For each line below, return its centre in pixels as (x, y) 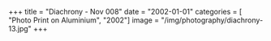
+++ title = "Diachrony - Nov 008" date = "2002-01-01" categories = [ (125, 12)
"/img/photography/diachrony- (212, 20)
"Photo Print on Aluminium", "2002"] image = (84, 20)
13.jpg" (20, 29)
